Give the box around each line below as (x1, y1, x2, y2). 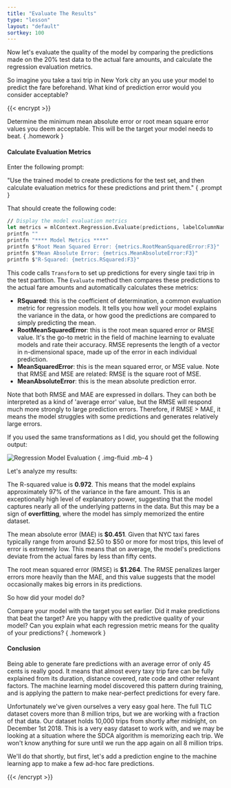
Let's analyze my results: (7, 467, 78, 475)
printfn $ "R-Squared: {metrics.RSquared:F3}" (7, 256, 140, 263)
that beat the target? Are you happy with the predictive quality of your (7, 614, 205, 622)
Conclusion (7, 644, 41, 652)
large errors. (7, 419, 43, 427)
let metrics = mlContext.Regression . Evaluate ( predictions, (7, 224, 180, 231)
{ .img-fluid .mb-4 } (97, 454, 153, 462)
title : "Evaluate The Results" (7, 10, 97, 17)
